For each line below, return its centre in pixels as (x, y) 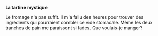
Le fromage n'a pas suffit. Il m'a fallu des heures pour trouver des (74, 17)
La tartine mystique (26, 7)
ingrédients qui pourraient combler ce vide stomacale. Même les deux (79, 23)
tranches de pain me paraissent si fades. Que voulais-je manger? (74, 28)
